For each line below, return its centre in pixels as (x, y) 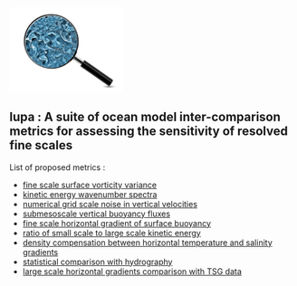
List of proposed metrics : (57, 167)
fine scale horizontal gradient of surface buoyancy (116, 223)
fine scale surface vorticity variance (89, 185)
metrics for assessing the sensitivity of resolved (148, 132)
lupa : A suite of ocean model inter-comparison (145, 117)
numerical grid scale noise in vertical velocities (110, 204)
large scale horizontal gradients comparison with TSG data (132, 271)
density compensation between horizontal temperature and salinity (148, 243)
